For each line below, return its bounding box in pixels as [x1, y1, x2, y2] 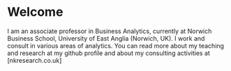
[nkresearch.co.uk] [7, 56, 62, 64]
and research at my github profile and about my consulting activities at [7, 49, 211, 57]
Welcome [7, 4, 64, 20]
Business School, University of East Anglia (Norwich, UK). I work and [7, 34, 205, 42]
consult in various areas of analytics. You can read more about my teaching [7, 41, 225, 50]
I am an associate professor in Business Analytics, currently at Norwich [7, 27, 212, 35]
